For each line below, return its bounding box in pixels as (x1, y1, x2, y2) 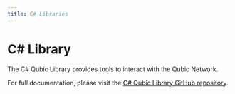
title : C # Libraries (7, 10, 69, 18)
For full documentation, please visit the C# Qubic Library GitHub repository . (7, 78, 229, 87)
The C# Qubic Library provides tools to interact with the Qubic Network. (7, 65, 219, 73)
